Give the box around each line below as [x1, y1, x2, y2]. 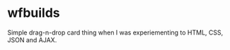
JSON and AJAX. [7, 35, 57, 44]
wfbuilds [7, 5, 60, 21]
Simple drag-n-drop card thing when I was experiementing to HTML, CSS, [7, 28, 224, 37]
